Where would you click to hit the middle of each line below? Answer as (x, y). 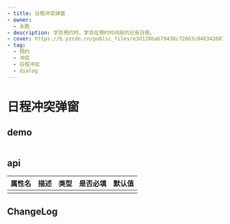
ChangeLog (33, 211)
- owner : (20, 20)
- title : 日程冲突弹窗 (36, 13)
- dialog (26, 71)
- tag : (16, 45)
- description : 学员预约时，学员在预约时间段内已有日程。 (81, 33)
